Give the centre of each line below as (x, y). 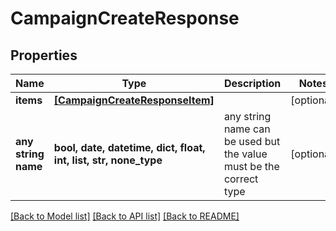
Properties (44, 55)
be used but (252, 141)
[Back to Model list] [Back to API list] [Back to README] (125, 216)
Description (252, 83)
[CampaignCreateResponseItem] (134, 100)
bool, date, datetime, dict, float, (129, 147)
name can (247, 129)
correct (241, 179)
